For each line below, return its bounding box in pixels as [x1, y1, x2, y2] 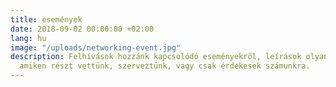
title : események [10, 14, 83, 25]
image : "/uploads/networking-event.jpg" [10, 42, 182, 53]
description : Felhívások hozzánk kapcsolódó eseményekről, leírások [10, 52, 302, 62]
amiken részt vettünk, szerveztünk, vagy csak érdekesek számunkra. [19, 61, 311, 71]
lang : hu [10, 33, 47, 43]
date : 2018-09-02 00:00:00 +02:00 [10, 24, 155, 34]
